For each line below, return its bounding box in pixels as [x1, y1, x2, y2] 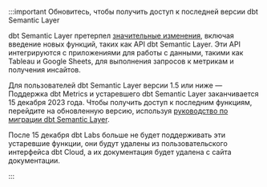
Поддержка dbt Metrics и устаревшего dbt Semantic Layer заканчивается [8, 89, 259, 99]
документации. [8, 156, 60, 165]
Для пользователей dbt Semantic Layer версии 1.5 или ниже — [8, 80, 223, 90]
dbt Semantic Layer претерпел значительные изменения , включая [8, 31, 235, 40]
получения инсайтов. [8, 65, 82, 75]
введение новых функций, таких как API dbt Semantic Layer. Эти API [8, 39, 241, 49]
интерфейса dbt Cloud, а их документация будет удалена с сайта [8, 148, 232, 157]
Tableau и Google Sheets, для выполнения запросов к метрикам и [8, 56, 234, 66]
